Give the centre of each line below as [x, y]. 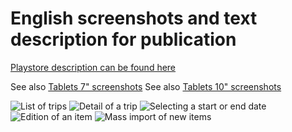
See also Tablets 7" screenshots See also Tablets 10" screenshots [146, 86]
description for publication [123, 39]
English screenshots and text [134, 18]
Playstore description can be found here [93, 67]
